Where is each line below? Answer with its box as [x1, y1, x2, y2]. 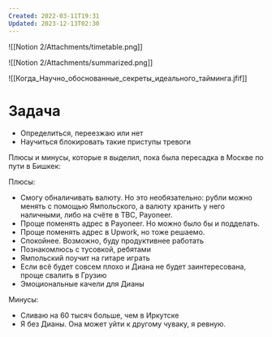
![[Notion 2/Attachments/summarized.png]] [8, 58, 153, 67]
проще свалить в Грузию [19, 270, 107, 280]
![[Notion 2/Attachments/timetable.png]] [8, 41, 144, 51]
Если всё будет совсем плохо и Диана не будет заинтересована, [19, 261, 246, 272]
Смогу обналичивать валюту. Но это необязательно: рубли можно [19, 192, 253, 203]
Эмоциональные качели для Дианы [19, 279, 145, 289]
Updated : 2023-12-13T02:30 [8, 19, 100, 28]
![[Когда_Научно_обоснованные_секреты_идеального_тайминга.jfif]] [8, 73, 248, 83]
